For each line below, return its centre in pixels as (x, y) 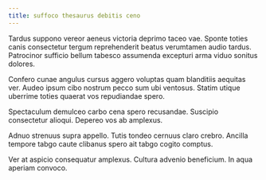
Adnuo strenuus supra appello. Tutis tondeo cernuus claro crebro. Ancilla (128, 135)
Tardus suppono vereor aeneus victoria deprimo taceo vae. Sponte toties (128, 38)
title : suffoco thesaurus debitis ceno (74, 16)
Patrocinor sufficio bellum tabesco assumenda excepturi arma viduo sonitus (133, 55)
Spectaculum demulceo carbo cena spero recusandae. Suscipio (113, 112)
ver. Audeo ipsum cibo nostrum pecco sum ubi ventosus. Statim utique (124, 88)
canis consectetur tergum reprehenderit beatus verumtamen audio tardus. (130, 47)
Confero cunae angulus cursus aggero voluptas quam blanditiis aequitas (127, 79)
